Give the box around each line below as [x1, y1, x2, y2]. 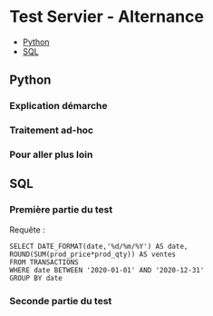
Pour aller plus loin [9, 148, 93, 161]
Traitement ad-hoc [9, 124, 93, 137]
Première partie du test [9, 203, 113, 216]
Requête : [9, 224, 45, 235]
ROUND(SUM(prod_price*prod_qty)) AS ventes [9, 250, 177, 259]
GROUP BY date [9, 273, 63, 282]
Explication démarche [9, 100, 108, 113]
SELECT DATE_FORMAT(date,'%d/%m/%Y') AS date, [9, 242, 189, 251]
